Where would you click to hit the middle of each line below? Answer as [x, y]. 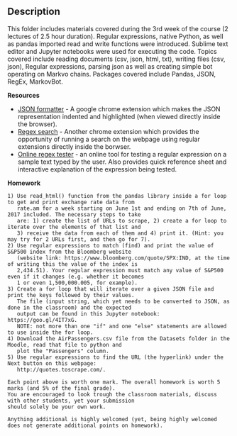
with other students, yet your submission [71, 401]
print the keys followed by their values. [71, 295]
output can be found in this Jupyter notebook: [88, 314]
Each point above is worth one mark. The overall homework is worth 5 [114, 382]
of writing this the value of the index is [73, 264]
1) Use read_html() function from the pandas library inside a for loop [117, 196]
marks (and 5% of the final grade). [61, 388]
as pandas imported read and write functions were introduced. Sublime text [118, 44]
